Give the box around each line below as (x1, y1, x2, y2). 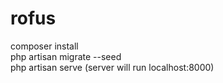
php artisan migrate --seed (10, 50, 122, 62)
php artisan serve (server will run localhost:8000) (10, 61, 215, 73)
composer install (10, 40, 79, 52)
